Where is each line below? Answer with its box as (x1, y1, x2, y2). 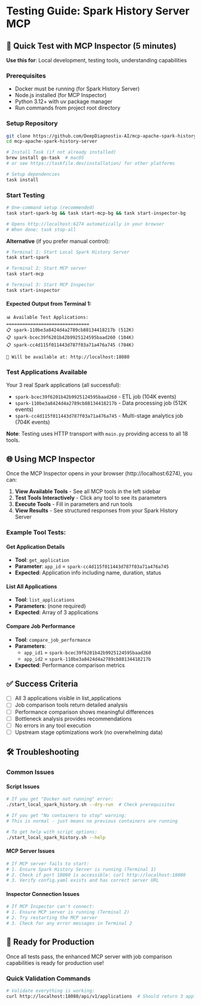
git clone (6, 133, 31, 139)
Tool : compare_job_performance (14, 636, 91, 643)
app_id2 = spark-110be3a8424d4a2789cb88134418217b (23, 655, 151, 662)
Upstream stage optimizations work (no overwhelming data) (14, 728, 163, 735)
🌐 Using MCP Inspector (6, 454, 96, 464)
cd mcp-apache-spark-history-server (6, 138, 98, 144)
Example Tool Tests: (6, 529, 66, 536)
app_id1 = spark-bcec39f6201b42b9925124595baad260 (23, 648, 151, 656)
